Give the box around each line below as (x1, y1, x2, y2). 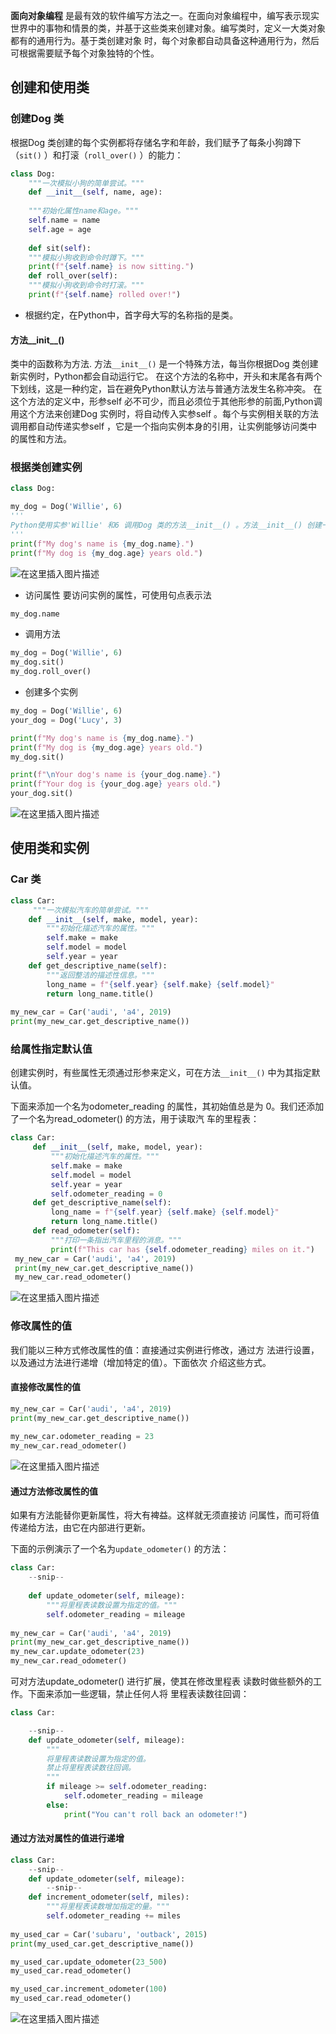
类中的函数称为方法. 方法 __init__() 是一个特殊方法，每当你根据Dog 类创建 (10, 358, 319, 370)
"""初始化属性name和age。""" (28, 206, 139, 216)
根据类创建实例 (10, 460, 83, 474)
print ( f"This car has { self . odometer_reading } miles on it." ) (50, 1244, 315, 1254)
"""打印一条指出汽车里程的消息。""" (50, 1235, 182, 1245)
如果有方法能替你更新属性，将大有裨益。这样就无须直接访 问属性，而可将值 (10, 1509, 320, 1521)
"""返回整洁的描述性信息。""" (46, 970, 156, 980)
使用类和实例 (10, 840, 90, 857)
